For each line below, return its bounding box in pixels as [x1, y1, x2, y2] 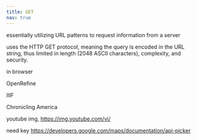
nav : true [6, 15, 32, 21]
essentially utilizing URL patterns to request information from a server [6, 31, 181, 38]
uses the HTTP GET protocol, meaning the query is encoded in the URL [6, 43, 185, 51]
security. [6, 56, 29, 63]
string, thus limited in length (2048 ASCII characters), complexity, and [6, 49, 181, 57]
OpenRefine [6, 80, 36, 87]
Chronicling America [6, 103, 58, 110]
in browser [6, 68, 33, 75]
